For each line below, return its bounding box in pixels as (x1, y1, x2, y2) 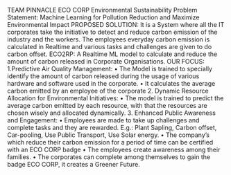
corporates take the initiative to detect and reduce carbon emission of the (7, 28, 218, 36)
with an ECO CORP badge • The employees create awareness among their (7, 145, 221, 154)
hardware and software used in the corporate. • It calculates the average (7, 80, 216, 87)
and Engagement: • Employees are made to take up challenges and (7, 116, 200, 124)
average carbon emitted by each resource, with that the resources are (7, 102, 208, 109)
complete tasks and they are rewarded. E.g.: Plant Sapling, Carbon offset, (7, 124, 217, 131)
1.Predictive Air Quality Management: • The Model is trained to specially (7, 65, 213, 73)
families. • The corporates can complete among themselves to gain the (7, 153, 210, 161)
